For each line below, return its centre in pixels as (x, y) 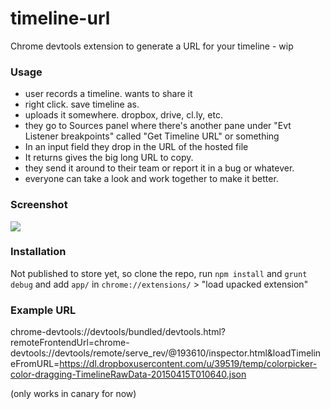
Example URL (43, 310)
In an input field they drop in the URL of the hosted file (136, 147)
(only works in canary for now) (73, 394)
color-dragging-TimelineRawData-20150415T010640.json (128, 374)
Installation (38, 252)
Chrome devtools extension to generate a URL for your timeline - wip (152, 46)
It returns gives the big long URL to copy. (109, 158)
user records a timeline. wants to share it (108, 94)
